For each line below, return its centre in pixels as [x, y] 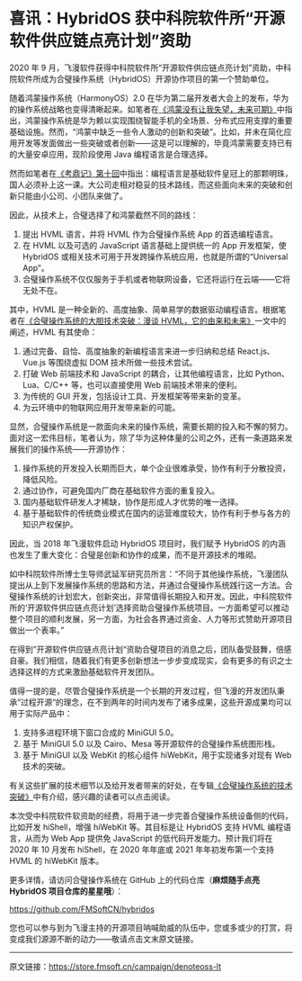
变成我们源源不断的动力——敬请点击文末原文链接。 [104, 939]
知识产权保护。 [50, 524]
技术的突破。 [46, 766]
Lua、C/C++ [45, 384]
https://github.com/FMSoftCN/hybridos [82, 909]
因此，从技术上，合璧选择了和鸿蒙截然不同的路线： [104, 215]
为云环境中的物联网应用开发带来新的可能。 [101, 407]
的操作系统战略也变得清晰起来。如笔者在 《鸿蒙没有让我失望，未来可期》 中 [147, 109]
